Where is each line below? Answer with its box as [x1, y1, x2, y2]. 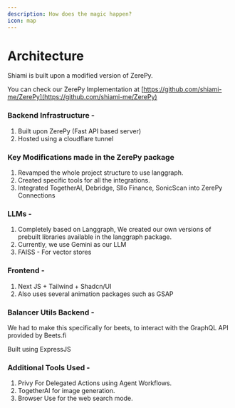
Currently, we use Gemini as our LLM [17, 240, 127, 249]
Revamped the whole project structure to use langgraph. [17, 168, 184, 177]
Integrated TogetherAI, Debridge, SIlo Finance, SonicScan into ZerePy [17, 183, 223, 193]
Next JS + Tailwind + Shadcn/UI [17, 282, 112, 290]
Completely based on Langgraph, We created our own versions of [17, 225, 211, 234]
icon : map [7, 17, 37, 24]
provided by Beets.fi [7, 331, 67, 340]
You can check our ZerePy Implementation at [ [7, 85, 144, 93]
